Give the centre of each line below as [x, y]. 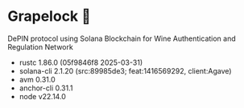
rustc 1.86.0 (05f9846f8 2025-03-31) [81, 62]
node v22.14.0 [42, 96]
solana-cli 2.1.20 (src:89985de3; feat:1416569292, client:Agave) [125, 70]
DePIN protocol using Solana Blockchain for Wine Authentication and [122, 38]
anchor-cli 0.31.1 [46, 88]
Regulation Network [40, 46]
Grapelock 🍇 [50, 16]
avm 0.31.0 [37, 79]
